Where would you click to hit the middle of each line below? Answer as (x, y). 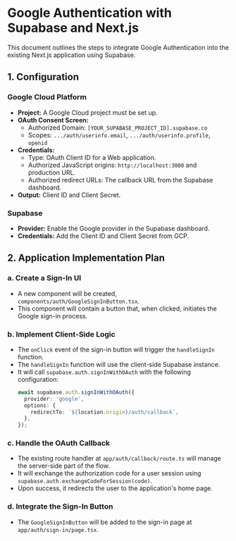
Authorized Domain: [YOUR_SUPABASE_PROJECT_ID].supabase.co (118, 128)
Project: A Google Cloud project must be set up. (87, 112)
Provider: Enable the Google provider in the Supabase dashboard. (113, 228)
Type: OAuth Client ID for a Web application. (92, 157)
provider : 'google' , (54, 399)
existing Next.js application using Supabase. (72, 55)
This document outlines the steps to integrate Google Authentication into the (118, 47)
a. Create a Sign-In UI (44, 278)
